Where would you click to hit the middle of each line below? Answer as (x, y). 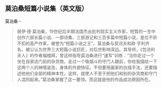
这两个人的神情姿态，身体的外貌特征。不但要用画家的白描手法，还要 (85, 67)
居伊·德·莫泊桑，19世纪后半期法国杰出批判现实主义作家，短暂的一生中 (86, 31)
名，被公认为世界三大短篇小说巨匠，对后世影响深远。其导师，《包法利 (86, 49)
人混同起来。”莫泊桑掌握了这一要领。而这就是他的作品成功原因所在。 (85, 79)
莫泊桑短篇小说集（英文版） (47, 9)
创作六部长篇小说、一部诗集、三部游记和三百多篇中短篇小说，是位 (83, 37)
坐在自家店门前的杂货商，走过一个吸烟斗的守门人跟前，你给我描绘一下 (87, 61)
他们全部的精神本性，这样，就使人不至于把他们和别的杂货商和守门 (91, 73)
